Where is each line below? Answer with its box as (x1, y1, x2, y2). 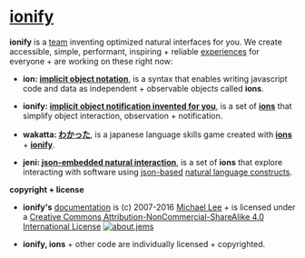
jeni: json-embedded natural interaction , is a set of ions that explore (22, 156, 283, 167)
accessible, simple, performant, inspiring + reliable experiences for (9, 45, 261, 56)
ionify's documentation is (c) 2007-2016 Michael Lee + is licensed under (22, 202, 296, 213)
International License (22, 221, 102, 232)
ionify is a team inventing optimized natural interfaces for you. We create (9, 36, 283, 47)
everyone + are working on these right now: (9, 55, 173, 66)
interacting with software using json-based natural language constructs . (22, 166, 293, 177)
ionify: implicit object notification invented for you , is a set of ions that (22, 100, 292, 111)
